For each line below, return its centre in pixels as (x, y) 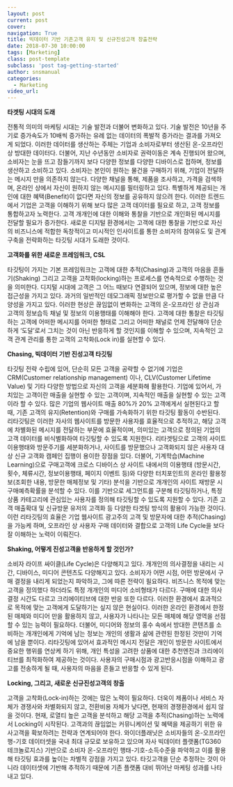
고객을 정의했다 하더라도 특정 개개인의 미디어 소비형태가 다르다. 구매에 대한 (109, 590)
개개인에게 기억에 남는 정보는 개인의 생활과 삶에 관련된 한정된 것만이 (118, 634)
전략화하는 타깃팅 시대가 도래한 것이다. (78, 240)
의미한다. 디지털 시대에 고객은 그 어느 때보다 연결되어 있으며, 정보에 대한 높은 (118, 287)
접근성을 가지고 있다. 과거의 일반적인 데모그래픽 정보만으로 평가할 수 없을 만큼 (112, 296)
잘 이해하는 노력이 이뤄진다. (45, 534)
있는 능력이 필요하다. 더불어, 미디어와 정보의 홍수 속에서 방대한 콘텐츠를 (118, 625)
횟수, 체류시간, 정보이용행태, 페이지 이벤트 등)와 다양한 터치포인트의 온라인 (107, 474)
